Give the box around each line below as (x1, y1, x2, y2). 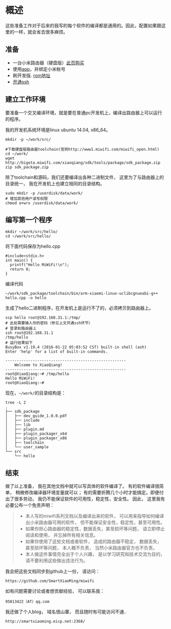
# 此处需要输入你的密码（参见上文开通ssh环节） (5, 321, 93, 326)
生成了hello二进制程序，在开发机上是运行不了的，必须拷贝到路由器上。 (5, 305, 154, 311)
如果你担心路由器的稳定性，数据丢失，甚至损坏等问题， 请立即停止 (25, 526, 165, 532)
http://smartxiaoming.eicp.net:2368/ (5, 619, 85, 624)
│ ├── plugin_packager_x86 (5, 436, 67, 441)
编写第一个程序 (5, 215, 52, 224)
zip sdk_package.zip (5, 164, 49, 169)
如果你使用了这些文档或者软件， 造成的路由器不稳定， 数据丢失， (25, 538, 162, 545)
